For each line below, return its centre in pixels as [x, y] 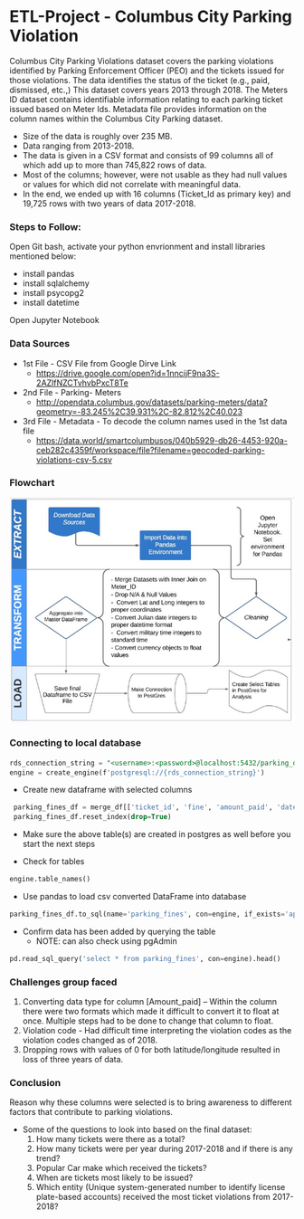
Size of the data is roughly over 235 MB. [98, 136]
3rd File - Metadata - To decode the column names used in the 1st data [155, 421]
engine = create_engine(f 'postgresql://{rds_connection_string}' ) [137, 772]
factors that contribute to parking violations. [91, 1112]
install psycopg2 [53, 293]
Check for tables [53, 862]
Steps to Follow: [45, 226]
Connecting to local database [76, 743]
